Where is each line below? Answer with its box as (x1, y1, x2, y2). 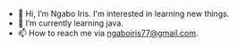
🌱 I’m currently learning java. (17, 18, 123, 28)
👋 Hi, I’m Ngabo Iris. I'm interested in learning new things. (17, 9, 230, 19)
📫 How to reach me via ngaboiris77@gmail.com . (17, 27, 199, 38)
